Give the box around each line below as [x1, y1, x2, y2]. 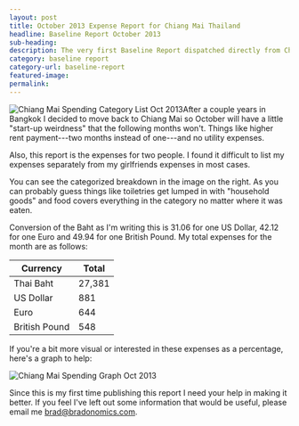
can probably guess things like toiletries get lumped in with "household [9, 185, 270, 196]
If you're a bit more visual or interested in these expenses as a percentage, [9, 343, 284, 354]
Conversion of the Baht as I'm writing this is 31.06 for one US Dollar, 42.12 [9, 222, 279, 233]
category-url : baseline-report [9, 63, 125, 72]
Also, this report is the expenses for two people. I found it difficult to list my [9, 149, 285, 160]
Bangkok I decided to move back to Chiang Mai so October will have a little [9, 113, 284, 124]
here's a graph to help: [9, 353, 93, 364]
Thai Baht [13, 277, 54, 290]
